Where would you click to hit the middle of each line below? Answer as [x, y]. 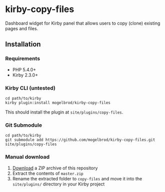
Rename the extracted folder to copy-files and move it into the [77, 178]
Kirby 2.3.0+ [25, 75]
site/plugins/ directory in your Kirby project [58, 184]
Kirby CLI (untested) [30, 88]
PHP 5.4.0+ [24, 69]
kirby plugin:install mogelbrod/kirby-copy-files [58, 103]
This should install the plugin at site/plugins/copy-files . [64, 112]
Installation [23, 44]
